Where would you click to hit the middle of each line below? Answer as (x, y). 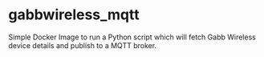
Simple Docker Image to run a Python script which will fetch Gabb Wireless (132, 37)
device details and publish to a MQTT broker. (83, 45)
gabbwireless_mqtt (74, 15)
